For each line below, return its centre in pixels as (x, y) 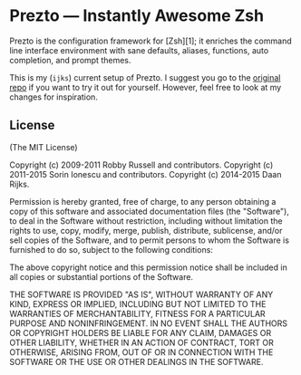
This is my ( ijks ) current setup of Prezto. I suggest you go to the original (145, 77)
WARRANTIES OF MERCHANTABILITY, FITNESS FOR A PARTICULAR (137, 313)
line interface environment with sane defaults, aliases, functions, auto (139, 50)
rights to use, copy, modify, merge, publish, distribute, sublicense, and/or (146, 230)
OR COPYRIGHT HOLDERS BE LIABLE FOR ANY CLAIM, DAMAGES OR (141, 332)
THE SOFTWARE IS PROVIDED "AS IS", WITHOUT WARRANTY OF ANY (141, 294)
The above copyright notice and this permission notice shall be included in (148, 267)
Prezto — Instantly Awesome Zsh (137, 16)
